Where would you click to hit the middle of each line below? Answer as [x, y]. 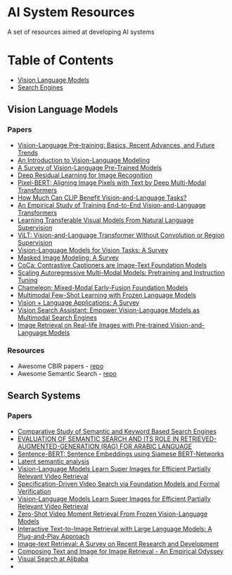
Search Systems [44, 396]
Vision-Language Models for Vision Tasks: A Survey [93, 250]
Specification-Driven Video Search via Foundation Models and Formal [118, 483]
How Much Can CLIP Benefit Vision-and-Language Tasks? [102, 198]
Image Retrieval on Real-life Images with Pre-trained [93, 325]
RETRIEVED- [199, 439]
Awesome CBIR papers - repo [60, 366]
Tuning [27, 280]
